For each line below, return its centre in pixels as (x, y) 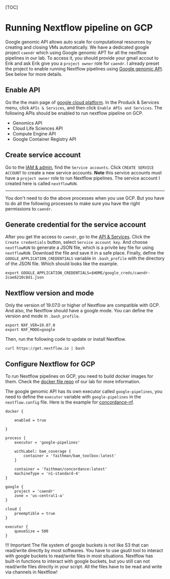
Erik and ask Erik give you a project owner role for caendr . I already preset (82, 63)
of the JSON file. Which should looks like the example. (62, 264)
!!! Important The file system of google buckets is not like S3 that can (77, 545)
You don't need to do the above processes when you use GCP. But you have (85, 198)
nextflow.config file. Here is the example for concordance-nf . (70, 402)
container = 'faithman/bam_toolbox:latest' (70, 456)
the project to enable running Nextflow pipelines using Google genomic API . (84, 68)
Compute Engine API (34, 133)
